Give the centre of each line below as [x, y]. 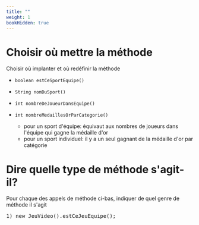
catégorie [35, 145]
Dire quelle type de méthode [78, 169]
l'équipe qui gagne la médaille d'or [66, 133]
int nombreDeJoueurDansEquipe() [55, 104]
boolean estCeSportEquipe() [49, 81]
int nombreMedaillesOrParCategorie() [61, 115]
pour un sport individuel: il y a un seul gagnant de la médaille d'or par [108, 139]
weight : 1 [18, 17]
